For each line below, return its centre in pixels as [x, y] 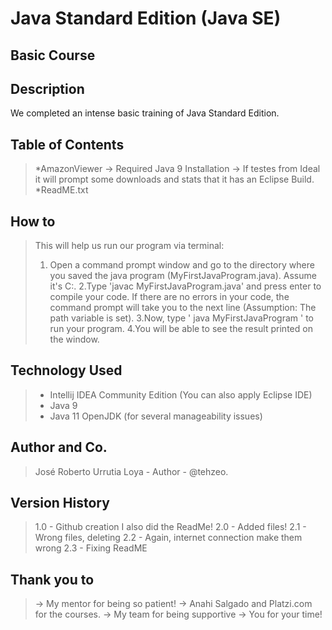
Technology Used [66, 370]
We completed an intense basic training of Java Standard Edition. [145, 113]
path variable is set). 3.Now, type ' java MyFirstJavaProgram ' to [182, 318]
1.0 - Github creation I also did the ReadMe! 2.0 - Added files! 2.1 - [170, 527]
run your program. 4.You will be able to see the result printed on [181, 329]
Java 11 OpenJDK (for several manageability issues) [156, 416]
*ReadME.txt [61, 190]
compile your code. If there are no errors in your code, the [169, 297]
